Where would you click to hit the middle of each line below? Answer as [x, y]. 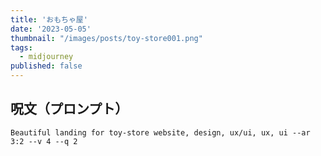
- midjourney [46, 57]
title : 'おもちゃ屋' [49, 19]
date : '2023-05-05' [51, 29]
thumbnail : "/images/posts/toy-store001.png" [106, 38]
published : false [46, 66]
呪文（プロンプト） [69, 109]
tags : [21, 47]
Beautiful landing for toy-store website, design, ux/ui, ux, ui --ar [160, 132]
